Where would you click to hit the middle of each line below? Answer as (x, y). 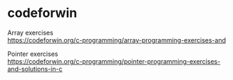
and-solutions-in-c (35, 69)
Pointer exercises (33, 54)
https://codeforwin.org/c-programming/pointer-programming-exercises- (114, 61)
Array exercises (30, 33)
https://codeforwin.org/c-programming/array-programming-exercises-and (117, 40)
